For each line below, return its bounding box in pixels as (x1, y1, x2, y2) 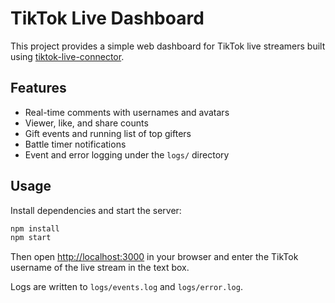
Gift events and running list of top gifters (24, 127, 192, 139)
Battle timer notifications (24, 138, 127, 150)
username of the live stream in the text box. (10, 262, 190, 274)
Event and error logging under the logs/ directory (24, 148, 230, 161)
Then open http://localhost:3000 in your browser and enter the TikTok (10, 251, 299, 263)
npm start (10, 233, 52, 243)
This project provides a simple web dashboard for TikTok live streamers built (10, 40, 326, 52)
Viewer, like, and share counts (24, 117, 149, 129)
